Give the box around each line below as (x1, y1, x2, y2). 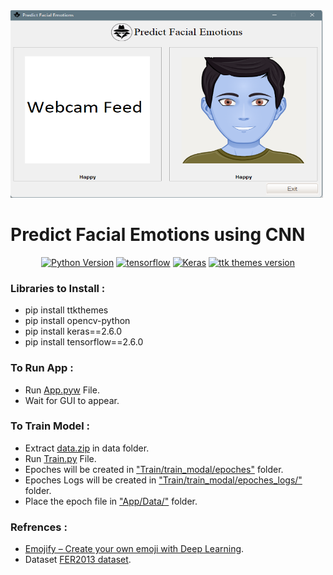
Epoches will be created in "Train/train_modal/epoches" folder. (24, 463, 284, 475)
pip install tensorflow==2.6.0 (24, 336, 144, 348)
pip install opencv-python (24, 315, 131, 327)
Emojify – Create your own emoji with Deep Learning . (24, 543, 245, 555)
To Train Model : (10, 419, 91, 433)
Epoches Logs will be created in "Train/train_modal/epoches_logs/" (24, 474, 303, 486)
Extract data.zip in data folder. (24, 442, 150, 454)
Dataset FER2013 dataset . (24, 554, 132, 566)
